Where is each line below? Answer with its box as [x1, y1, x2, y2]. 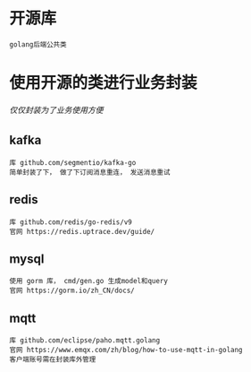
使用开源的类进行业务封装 [9, 73, 198, 93]
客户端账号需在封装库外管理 [9, 355, 96, 364]
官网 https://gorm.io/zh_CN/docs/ [9, 286, 136, 296]
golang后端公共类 [9, 39, 67, 49]
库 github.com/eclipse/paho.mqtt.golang [9, 336, 161, 345]
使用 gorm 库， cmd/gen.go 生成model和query [9, 277, 168, 286]
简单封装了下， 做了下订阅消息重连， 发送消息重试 [9, 168, 171, 177]
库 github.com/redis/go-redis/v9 [9, 217, 132, 227]
